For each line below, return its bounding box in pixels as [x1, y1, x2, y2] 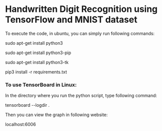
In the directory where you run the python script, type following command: [5, 93, 158, 99]
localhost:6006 [5, 122, 36, 128]
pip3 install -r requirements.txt [5, 68, 67, 75]
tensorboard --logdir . [5, 102, 50, 108]
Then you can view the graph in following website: [5, 112, 108, 118]
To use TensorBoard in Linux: [5, 81, 77, 88]
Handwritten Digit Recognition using [5, 3, 158, 15]
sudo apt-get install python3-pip [5, 50, 71, 56]
